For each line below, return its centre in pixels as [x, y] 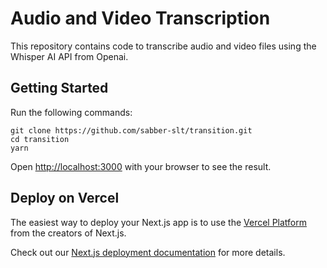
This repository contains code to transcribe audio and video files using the [163, 46]
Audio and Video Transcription [140, 18]
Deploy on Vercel [65, 198]
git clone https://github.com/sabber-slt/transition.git [131, 130]
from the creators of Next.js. [68, 233]
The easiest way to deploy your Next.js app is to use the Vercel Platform [159, 222]
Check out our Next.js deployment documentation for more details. [148, 252]
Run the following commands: [71, 112]
